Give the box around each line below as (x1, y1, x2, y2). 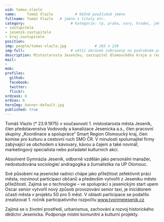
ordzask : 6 (5, 93, 27, 98)
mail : (5, 57, 16, 62)
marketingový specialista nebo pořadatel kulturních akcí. (5, 146, 119, 152)
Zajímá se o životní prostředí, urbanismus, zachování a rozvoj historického (5, 206, 154, 212)
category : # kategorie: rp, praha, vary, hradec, (5, 21, 152, 26)
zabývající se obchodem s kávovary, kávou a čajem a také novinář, (5, 141, 139, 147)
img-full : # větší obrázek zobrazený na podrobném (5, 48, 154, 53)
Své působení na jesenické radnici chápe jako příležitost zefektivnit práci (5, 171, 151, 177)
